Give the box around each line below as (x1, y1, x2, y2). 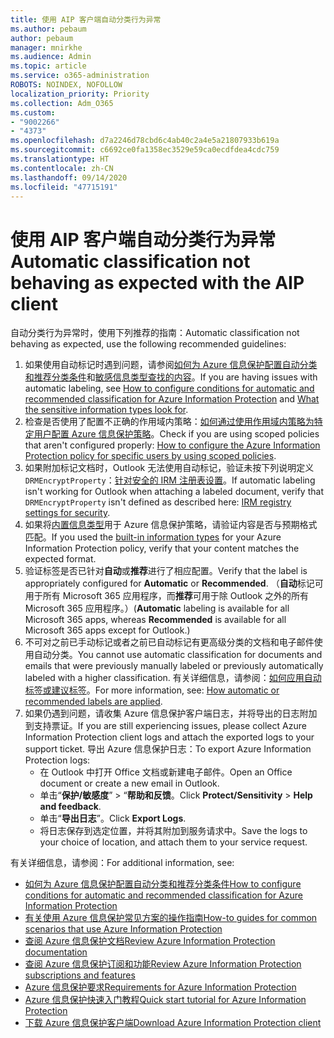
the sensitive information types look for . (24, 404, 189, 416)
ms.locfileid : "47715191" (10, 182, 118, 192)
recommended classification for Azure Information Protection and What (24, 393, 320, 405)
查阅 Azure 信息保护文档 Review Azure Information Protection (24, 935, 276, 947)
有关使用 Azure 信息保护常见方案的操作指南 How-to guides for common (24, 912, 318, 924)
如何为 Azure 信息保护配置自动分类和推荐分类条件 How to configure (24, 878, 302, 890)
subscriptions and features (24, 969, 136, 981)
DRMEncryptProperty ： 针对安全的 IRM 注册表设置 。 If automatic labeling (24, 474, 316, 486)
